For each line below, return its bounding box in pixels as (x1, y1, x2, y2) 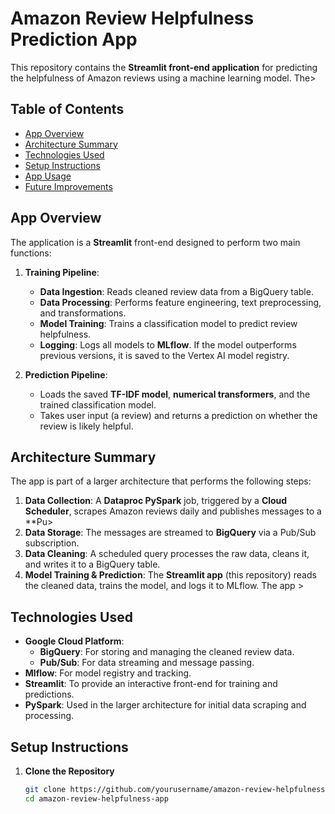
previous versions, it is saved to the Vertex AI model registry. (39, 349, 290, 361)
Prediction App (10, 28, 138, 51)
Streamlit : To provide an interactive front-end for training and (24, 678, 278, 690)
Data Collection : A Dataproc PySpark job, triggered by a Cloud (24, 495, 288, 507)
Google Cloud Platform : (24, 635, 125, 647)
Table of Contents (10, 101, 125, 118)
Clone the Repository (24, 765, 115, 777)
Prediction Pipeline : (24, 368, 108, 381)
